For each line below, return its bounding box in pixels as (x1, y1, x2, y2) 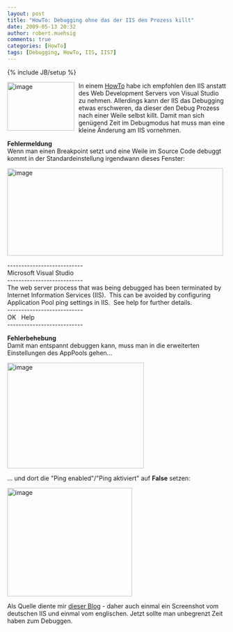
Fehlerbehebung (7, 333, 57, 342)
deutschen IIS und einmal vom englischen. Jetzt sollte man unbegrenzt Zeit (7, 609, 223, 617)
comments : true (7, 36, 51, 43)
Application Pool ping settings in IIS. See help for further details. (7, 298, 193, 306)
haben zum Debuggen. (7, 617, 73, 625)
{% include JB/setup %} (7, 68, 77, 77)
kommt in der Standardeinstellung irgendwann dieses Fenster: (7, 154, 186, 162)
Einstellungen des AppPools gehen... (7, 349, 113, 357)
